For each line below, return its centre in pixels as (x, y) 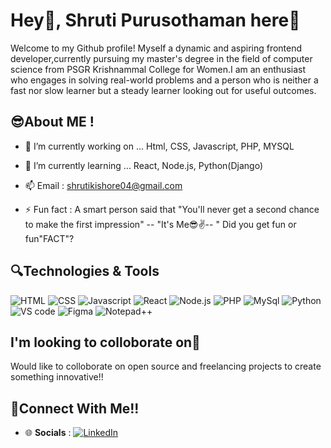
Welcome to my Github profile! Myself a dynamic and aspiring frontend (156, 48)
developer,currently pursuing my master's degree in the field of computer (161, 58)
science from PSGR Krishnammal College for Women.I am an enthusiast (158, 69)
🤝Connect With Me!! (75, 408)
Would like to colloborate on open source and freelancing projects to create (166, 366)
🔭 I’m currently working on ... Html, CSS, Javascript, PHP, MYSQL (159, 146)
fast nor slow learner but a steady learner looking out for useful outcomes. (163, 90)
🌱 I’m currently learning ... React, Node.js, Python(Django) (144, 165)
